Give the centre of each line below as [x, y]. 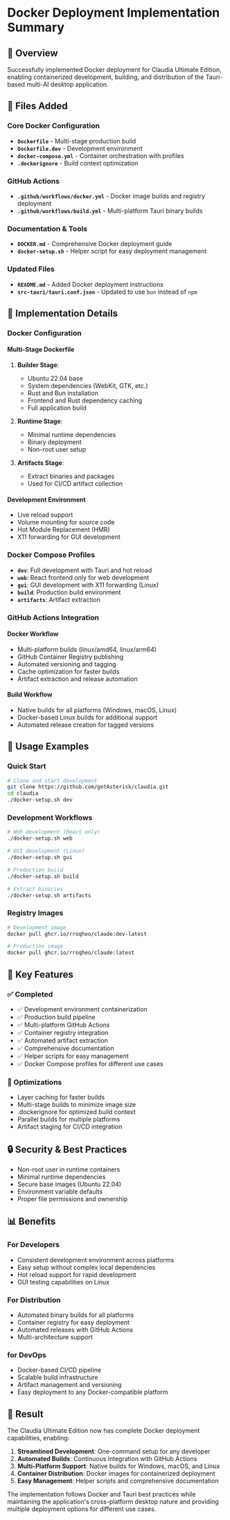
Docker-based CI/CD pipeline [59, 1370]
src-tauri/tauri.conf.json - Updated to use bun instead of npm [107, 292]
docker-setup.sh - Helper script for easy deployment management [112, 251]
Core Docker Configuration [54, 126]
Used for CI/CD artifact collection [75, 484]
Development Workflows [50, 818]
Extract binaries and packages [71, 477]
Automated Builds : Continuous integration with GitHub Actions [107, 1459]
